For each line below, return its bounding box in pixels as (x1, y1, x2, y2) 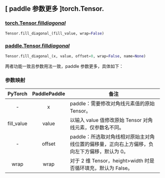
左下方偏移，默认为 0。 (75, 148, 129, 155)
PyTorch (7, 90, 28, 97)
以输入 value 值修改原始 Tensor (70, 117, 142, 124)
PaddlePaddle (32, 90, 65, 97)
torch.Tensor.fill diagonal (5, 20, 66, 27)
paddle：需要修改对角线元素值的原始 (70, 100, 155, 107)
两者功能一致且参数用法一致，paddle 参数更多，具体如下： (5, 63, 124, 69)
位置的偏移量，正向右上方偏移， (75, 141, 149, 148)
